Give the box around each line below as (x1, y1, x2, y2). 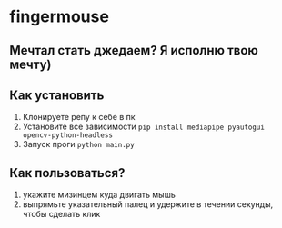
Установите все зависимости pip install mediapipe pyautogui (22, 121, 266, 133)
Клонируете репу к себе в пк (22, 112, 136, 123)
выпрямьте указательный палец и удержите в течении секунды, (22, 199, 274, 210)
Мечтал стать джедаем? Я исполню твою (9, 43, 259, 58)
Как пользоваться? (9, 165, 126, 181)
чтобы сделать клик (22, 209, 101, 220)
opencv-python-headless (22, 131, 114, 140)
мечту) (9, 56, 52, 72)
